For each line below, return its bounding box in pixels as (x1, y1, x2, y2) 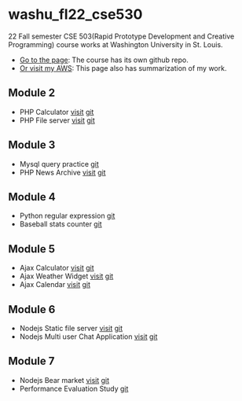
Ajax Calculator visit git (19, 263, 94, 273)
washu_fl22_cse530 (8, 6, 143, 24)
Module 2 (8, 86, 56, 100)
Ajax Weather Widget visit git (19, 271, 114, 281)
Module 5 (8, 242, 55, 256)
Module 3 (8, 138, 56, 152)
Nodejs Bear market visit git (19, 375, 110, 384)
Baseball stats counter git (19, 219, 102, 229)
